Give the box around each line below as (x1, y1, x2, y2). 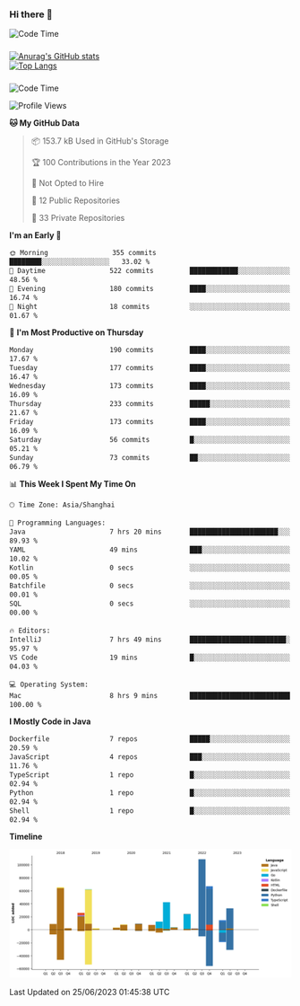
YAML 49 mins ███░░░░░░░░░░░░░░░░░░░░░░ (9, 545, 291, 555)
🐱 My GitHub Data (9, 118, 81, 128)
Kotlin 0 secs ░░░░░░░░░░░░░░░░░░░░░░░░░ (9, 563, 291, 573)
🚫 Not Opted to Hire (30, 178, 105, 189)
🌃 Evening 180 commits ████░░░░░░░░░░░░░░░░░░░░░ (9, 285, 291, 294)
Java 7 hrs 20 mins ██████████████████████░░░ (9, 527, 291, 537)
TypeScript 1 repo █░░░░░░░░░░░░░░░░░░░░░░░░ (9, 771, 291, 780)
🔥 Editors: (9, 626, 51, 636)
